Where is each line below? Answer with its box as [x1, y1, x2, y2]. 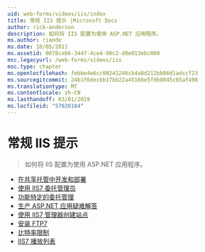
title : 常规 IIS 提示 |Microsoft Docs [7, 17, 118, 24]
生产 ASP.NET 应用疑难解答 [17, 201, 98, 210]
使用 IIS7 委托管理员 [17, 183, 77, 192]
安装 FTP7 [17, 219, 48, 227]
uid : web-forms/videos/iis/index [7, 10, 106, 18]
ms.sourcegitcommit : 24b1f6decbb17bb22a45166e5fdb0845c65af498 [7, 76, 199, 84]
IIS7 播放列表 [17, 236, 56, 245]
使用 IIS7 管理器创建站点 [17, 210, 89, 219]
